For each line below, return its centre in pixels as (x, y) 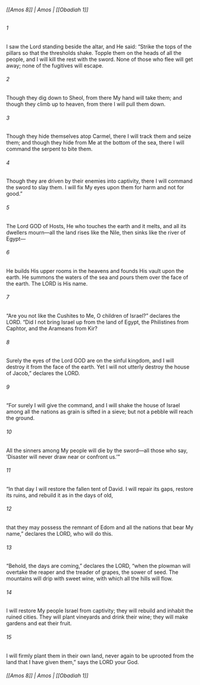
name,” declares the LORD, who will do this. (60, 534)
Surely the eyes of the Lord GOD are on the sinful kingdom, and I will (90, 361)
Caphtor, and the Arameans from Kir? (52, 328)
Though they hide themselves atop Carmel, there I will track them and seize (99, 136)
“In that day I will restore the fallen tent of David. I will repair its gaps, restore (100, 489)
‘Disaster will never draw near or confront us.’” (63, 457)
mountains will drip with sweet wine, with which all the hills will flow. (90, 579)
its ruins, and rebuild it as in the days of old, (60, 495)
